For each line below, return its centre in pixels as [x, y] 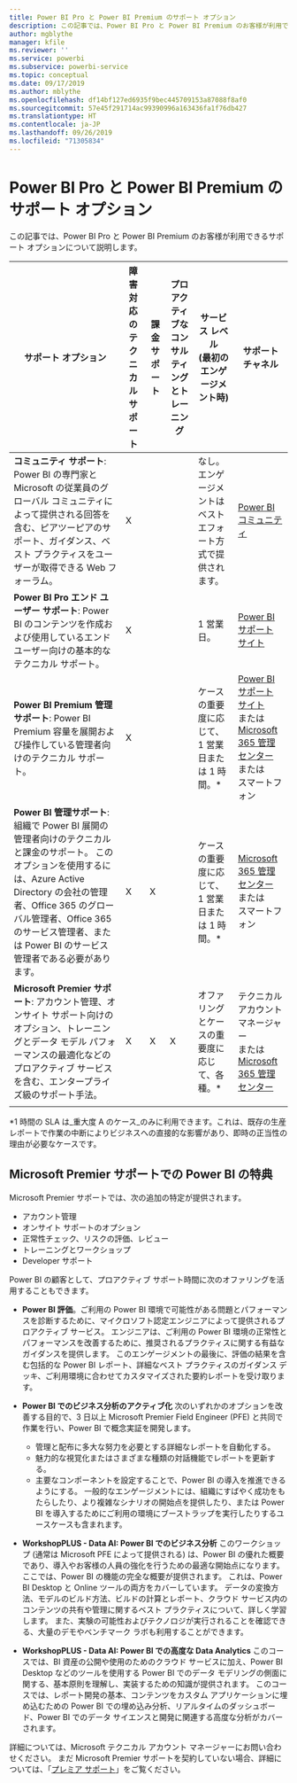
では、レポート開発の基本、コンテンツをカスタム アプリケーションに [155, 1694]
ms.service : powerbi [47, 58]
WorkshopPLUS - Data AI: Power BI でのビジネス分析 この [128, 1543]
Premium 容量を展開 [55, 731]
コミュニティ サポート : [60, 461]
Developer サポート [57, 1260]
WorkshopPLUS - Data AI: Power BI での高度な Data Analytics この [145, 1650]
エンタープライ [80, 1081]
